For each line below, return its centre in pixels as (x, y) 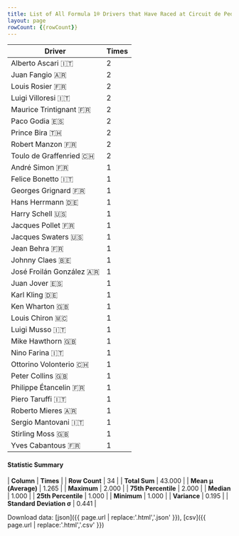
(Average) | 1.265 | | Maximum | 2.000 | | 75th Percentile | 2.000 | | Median (119, 488)
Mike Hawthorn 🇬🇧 (44, 341)
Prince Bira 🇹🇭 (37, 133)
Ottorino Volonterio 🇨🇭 (50, 364)
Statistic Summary (36, 465)
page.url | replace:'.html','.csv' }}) (56, 525)
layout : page (27, 21)
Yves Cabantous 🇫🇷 (46, 445)
